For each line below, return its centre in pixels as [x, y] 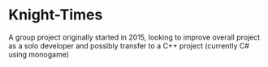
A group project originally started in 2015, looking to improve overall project [134, 37]
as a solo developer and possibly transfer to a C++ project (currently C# [129, 45]
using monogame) [39, 54]
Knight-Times [56, 15]
